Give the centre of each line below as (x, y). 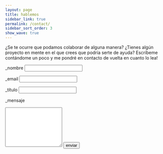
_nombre (14, 68)
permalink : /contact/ (28, 24)
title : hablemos (22, 14)
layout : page (19, 10)
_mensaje (15, 100)
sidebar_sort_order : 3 (29, 28)
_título (11, 90)
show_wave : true (22, 33)
